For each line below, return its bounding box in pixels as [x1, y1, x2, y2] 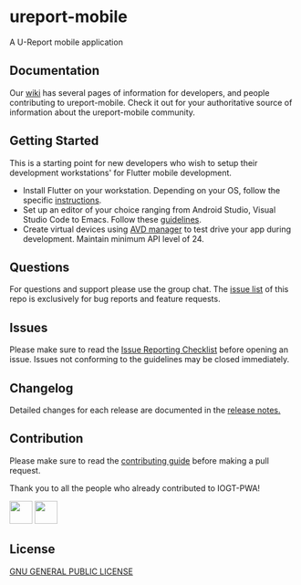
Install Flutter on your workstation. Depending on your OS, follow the [22, 184, 281, 195]
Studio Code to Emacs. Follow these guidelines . [22, 214, 202, 225]
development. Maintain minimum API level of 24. [22, 233, 205, 244]
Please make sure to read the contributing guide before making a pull [9, 454, 269, 466]
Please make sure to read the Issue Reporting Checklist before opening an [9, 344, 289, 355]
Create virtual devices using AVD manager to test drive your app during [22, 224, 292, 235]
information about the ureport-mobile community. [9, 107, 196, 118]
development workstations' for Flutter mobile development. [9, 167, 233, 178]
